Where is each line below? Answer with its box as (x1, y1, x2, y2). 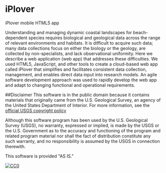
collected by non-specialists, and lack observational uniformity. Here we (5, 51, 153, 57)
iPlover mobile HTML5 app (5, 20, 59, 26)
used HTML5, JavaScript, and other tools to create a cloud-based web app (5, 61, 158, 67)
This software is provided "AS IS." (5, 153, 74, 159)
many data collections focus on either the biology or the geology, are (5, 45, 146, 51)
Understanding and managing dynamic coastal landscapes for (5, 29, 132, 35)
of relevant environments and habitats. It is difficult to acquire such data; (5, 40, 153, 46)
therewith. (5, 143, 26, 149)
